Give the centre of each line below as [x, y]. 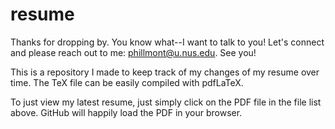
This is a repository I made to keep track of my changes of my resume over [165, 72]
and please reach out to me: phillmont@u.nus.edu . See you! [133, 52]
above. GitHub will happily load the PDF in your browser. [126, 112]
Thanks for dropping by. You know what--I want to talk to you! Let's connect [167, 42]
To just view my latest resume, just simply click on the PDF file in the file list [166, 102]
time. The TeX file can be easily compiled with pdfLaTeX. [127, 82]
